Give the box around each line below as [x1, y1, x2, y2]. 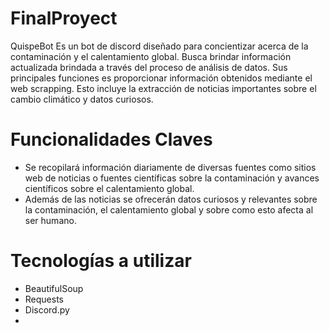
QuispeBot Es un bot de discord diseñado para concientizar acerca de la [10, 40, 309, 52]
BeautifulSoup [24, 282, 84, 294]
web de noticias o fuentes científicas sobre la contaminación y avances [24, 172, 320, 184]
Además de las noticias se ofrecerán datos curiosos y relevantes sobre [24, 193, 318, 205]
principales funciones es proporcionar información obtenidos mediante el [10, 72, 313, 84]
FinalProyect [10, 7, 118, 30]
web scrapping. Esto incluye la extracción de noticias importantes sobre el [10, 82, 317, 94]
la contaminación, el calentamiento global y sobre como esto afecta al [24, 203, 314, 216]
